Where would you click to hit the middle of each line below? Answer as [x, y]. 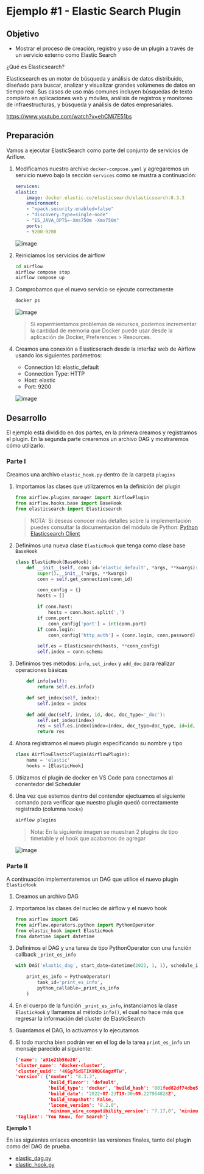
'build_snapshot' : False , [81, 1099]
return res [51, 732]
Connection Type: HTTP [55, 374]
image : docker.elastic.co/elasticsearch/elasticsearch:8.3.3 [105, 198]
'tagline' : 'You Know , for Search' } [62, 1117]
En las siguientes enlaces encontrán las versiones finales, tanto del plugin [99, 1140]
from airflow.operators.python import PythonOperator [85, 925]
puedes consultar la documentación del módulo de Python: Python [114, 527]
